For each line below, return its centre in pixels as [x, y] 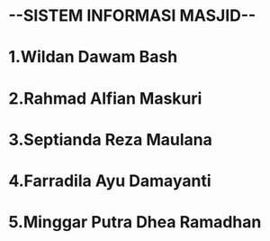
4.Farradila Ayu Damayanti [110, 181]
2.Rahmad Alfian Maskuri [105, 98]
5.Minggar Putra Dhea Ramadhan [135, 222]
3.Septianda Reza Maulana [110, 139]
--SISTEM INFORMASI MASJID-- [132, 16]
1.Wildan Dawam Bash [93, 57]
